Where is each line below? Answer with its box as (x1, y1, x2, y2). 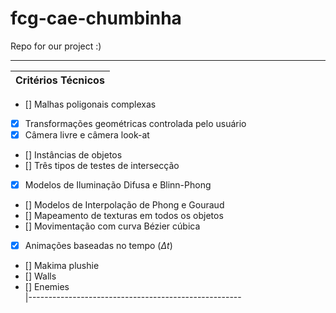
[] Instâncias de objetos (24, 149, 123, 161)
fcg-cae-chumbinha (10, 7, 182, 30)
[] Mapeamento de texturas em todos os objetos (24, 210, 224, 222)
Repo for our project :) (10, 40, 102, 52)
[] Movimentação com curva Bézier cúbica (24, 220, 201, 232)
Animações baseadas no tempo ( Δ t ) (24, 240, 173, 252)
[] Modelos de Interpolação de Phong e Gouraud (24, 199, 225, 211)
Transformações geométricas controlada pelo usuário (24, 117, 247, 129)
